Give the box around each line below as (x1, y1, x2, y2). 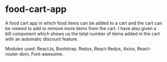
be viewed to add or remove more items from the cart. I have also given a (5, 25, 156, 31)
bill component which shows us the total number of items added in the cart (5, 30, 160, 36)
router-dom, (5, 51, 30, 57)
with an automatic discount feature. (5, 36, 79, 42)
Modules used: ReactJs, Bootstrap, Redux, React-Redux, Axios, (5, 45, 136, 51)
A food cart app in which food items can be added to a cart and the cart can (5, 20, 162, 26)
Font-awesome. (31, 51, 64, 57)
